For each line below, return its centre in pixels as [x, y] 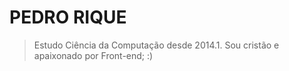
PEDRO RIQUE [68, 17]
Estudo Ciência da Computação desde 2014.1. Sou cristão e [156, 45]
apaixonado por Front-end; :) [93, 55]
